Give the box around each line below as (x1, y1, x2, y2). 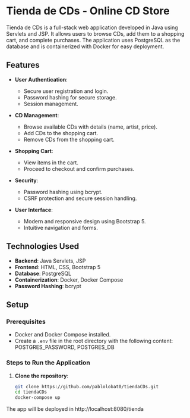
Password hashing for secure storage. (23, 93, 117, 101)
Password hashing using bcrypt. (23, 188, 103, 195)
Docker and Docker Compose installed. (14, 331, 111, 338)
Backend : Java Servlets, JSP (14, 257, 86, 264)
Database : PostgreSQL (14, 270, 72, 277)
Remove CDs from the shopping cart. (23, 136, 115, 143)
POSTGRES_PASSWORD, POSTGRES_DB (14, 344, 115, 351)
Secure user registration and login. (23, 88, 109, 95)
